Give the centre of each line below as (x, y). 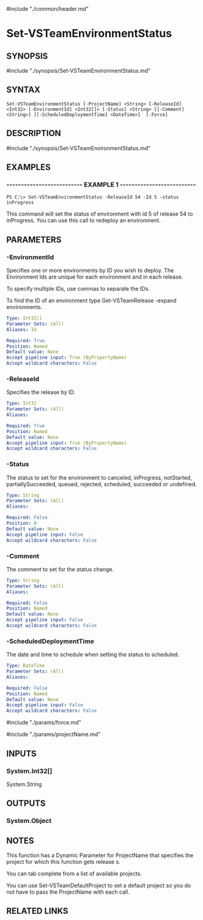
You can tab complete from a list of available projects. (74, 874)
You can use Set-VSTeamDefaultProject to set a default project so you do (99, 885)
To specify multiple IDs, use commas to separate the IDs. (78, 289)
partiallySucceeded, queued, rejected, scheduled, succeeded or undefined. (102, 484)
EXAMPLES (28, 167)
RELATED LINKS (37, 911)
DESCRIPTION (34, 133)
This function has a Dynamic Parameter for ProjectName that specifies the (100, 855)
